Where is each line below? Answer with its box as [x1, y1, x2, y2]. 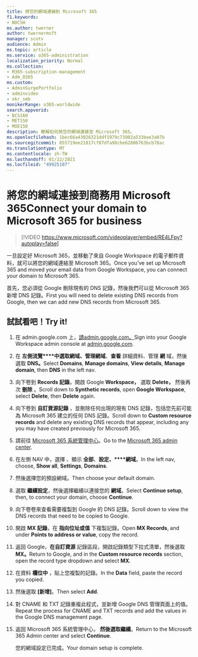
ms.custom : [6, 80, 33, 86]
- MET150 [6, 118, 28, 124]
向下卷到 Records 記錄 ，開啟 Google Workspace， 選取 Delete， [15, 378, 174, 385]
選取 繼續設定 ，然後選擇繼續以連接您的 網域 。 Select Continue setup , [15, 486, 183, 494]
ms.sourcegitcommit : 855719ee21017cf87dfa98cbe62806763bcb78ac [6, 139, 165, 146]
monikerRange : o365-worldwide [6, 101, 81, 108]
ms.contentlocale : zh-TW [6, 151, 68, 156]
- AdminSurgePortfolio [6, 85, 62, 91]
